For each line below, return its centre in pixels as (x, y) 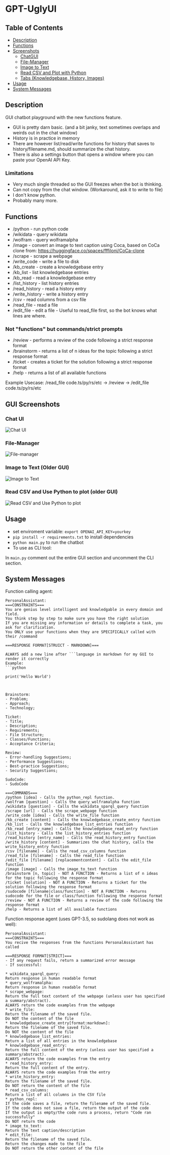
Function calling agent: (29, 592)
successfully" (20, 1117)
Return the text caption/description (45, 1130)
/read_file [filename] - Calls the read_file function (65, 856)
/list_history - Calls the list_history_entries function (68, 833)
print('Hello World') (28, 677)
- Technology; (20, 708)
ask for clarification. (31, 628)
